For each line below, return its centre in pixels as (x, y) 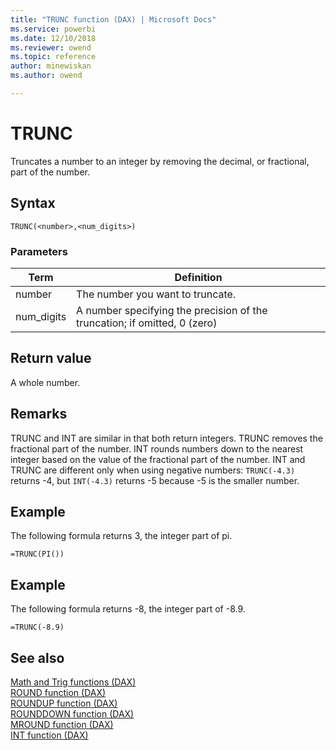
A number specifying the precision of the (172, 310)
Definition (198, 277)
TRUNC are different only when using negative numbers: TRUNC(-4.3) (153, 470)
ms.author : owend (46, 76)
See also (37, 657)
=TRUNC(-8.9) (37, 627)
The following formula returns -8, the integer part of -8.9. (128, 609)
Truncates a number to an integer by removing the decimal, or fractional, (160, 161)
